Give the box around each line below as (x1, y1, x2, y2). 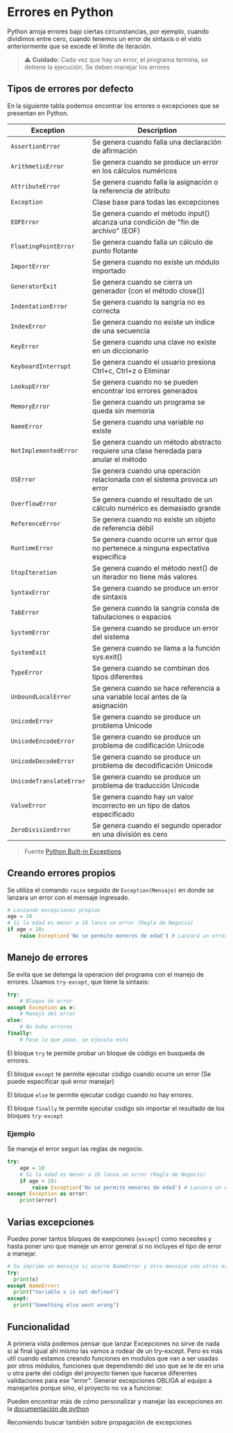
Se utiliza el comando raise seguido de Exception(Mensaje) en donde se (7, 886, 214, 894)
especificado (92, 809, 135, 819)
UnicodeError (10, 717, 54, 725)
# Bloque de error (19, 998, 73, 1004)
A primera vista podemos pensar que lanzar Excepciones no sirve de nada (7, 1339, 220, 1347)
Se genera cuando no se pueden (92, 377, 199, 387)
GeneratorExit (10, 282, 58, 290)
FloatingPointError (10, 242, 75, 250)
